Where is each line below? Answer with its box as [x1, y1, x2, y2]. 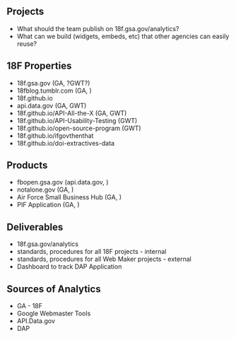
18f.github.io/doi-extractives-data [16, 139, 114, 147]
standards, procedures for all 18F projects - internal [16, 247, 167, 256]
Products [6, 159, 48, 172]
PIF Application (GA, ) [16, 201, 80, 209]
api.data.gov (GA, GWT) [16, 101, 87, 110]
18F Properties [6, 60, 72, 72]
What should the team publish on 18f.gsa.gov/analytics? [16, 24, 179, 33]
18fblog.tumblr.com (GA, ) [16, 86, 93, 95]
